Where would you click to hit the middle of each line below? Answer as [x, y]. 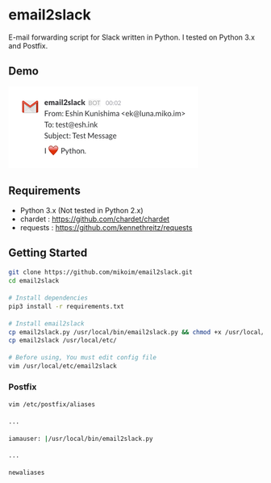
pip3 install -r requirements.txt [67, 306]
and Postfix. [28, 45]
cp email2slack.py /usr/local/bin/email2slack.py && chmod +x [115, 332]
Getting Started [48, 252]
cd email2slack [34, 281]
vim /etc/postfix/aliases [52, 405]
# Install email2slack [46, 323]
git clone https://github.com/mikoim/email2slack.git [101, 272]
